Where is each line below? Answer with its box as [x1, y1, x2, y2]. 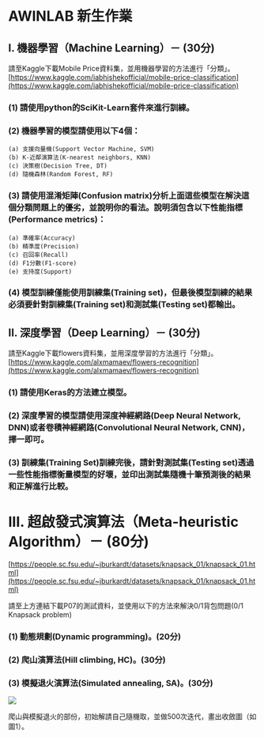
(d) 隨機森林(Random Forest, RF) [8, 171, 114, 179]
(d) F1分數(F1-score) [8, 259, 77, 267]
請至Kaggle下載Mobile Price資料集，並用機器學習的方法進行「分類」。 [8, 64, 235, 73]
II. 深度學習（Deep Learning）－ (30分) [8, 326, 201, 339]
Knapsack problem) [8, 610, 73, 619]
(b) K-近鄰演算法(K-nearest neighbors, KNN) [8, 153, 152, 162]
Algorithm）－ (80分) [8, 533, 149, 551]
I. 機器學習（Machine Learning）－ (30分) [8, 41, 215, 55]
